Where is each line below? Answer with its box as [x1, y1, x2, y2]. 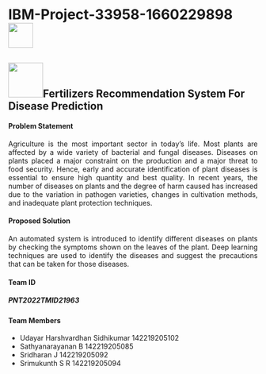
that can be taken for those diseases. [8, 259, 129, 268]
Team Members [8, 315, 61, 325]
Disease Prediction [8, 99, 104, 113]
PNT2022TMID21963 [8, 295, 80, 305]
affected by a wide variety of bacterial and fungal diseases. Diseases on [8, 147, 258, 156]
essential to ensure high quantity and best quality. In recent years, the [8, 172, 258, 182]
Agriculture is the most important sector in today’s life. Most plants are [8, 139, 258, 148]
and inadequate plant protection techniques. [8, 198, 153, 207]
